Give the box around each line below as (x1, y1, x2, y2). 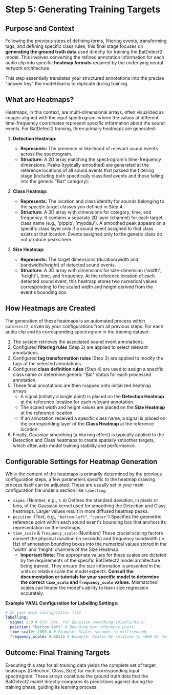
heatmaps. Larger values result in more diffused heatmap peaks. (12, 508, 149, 514)
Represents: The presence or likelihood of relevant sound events (20, 145, 158, 151)
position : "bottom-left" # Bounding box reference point (10, 625, 134, 630)
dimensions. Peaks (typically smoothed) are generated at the (20, 162, 149, 168)
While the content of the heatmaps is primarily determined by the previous (5, 471, 162, 477)
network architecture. (5, 65, 51, 71)
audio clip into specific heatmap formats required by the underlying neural (5, 60, 163, 65)
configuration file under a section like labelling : (5, 487, 107, 493)
